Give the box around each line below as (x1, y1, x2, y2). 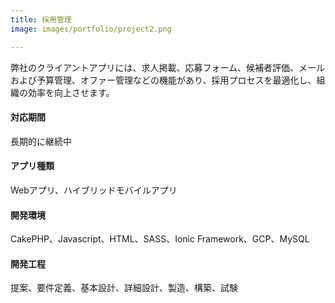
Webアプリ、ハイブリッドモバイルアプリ (10, 184, 178, 196)
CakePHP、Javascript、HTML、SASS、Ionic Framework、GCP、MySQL (10, 233, 310, 245)
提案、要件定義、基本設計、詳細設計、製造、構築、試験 (10, 282, 238, 294)
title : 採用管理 (10, 14, 72, 25)
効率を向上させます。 (27, 86, 115, 98)
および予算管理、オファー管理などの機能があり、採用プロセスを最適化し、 (10, 74, 317, 86)
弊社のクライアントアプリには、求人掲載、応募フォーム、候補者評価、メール (10, 61, 326, 73)
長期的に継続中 (10, 135, 72, 147)
